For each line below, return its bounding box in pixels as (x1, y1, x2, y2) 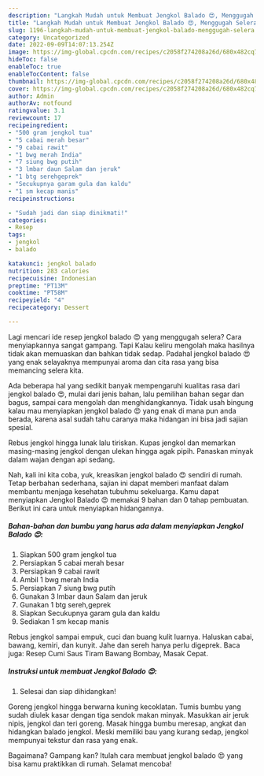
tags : (8, 231, 26, 239)
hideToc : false (8, 56, 58, 64)
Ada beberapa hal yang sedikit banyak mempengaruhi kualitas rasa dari (8, 381, 240, 390)
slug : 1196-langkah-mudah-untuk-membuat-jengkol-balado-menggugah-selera (8, 26, 255, 34)
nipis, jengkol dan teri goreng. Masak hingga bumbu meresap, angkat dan (8, 718, 247, 728)
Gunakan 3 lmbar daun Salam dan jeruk (19, 592, 148, 601)
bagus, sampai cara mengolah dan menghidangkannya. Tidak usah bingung (8, 397, 254, 407)
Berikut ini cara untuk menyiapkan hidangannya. (8, 503, 164, 513)
